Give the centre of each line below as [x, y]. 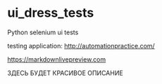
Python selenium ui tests [43, 32]
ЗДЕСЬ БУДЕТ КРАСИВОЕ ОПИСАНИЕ [65, 73]
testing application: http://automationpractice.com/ [81, 45]
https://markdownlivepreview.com [57, 59]
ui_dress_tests [51, 13]
